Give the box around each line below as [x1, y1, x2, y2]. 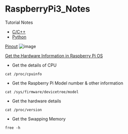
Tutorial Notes [5, 19, 33, 25]
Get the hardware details [12, 98, 61, 104]
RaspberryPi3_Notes [5, 3, 90, 15]
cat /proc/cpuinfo [5, 71, 42, 76]
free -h [5, 125, 21, 130]
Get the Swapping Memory [12, 116, 66, 122]
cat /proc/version [5, 107, 42, 112]
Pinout [5, 43, 18, 49]
